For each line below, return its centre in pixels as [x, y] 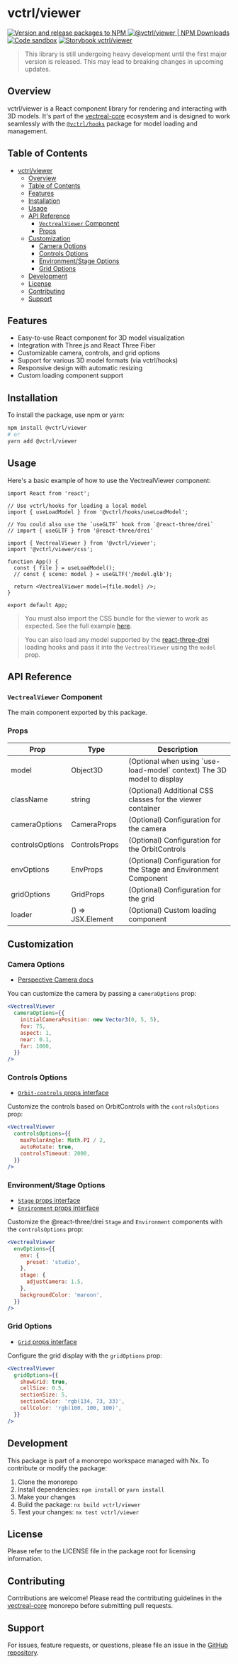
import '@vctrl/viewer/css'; [50, 549]
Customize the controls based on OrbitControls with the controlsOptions [113, 1106]
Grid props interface [47, 1341]
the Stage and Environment [174, 869]
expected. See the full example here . [78, 626]
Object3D [87, 770]
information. [25, 1559]
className [29, 799]
